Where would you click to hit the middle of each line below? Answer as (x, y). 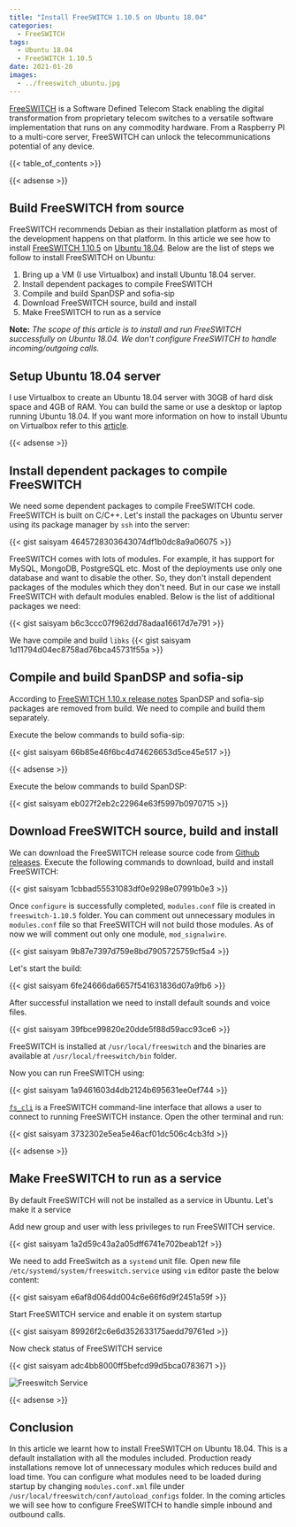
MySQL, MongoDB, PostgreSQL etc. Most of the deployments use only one (146, 568)
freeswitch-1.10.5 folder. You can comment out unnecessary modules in (142, 915)
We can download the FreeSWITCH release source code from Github (134, 852)
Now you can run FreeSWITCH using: (77, 1073)
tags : (19, 42)
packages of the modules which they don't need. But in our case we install (145, 587)
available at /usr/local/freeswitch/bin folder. (93, 1055)
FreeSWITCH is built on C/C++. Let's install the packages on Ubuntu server (146, 515)
